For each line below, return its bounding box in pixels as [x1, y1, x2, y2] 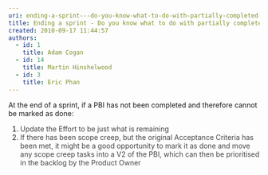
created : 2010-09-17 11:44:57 [8, 26, 109, 34]
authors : [8, 33, 37, 42]
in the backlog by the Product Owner [19, 157, 141, 167]
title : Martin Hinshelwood [22, 64, 112, 72]
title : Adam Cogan [22, 49, 84, 56]
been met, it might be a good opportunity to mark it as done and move [19, 141, 251, 150]
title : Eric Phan [22, 78, 81, 86]
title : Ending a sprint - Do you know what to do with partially [8, 19, 230, 27]
